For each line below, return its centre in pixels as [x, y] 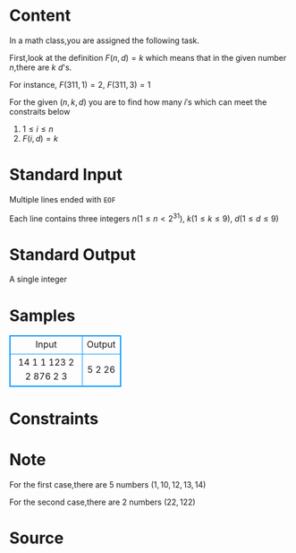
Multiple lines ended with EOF [63, 199]
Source [37, 538]
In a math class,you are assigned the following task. [104, 40]
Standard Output [72, 254]
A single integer [38, 280]
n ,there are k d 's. [41, 67]
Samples [42, 315]
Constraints [54, 419]
